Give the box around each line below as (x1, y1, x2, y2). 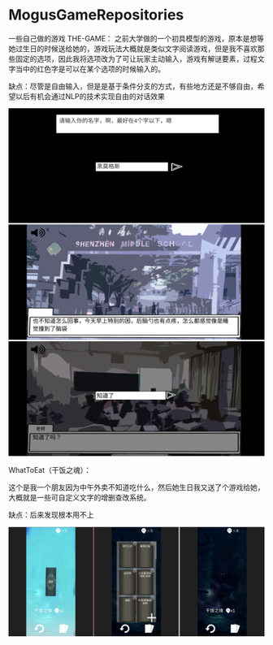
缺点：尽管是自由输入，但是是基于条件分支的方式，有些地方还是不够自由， (8, 81, 258, 91)
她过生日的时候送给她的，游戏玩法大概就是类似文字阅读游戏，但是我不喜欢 (8, 43, 258, 54)
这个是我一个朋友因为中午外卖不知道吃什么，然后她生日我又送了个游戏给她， (8, 483, 265, 492)
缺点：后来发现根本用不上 (8, 510, 94, 520)
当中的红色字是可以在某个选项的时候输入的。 (15, 63, 165, 74)
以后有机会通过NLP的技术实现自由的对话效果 (15, 91, 165, 101)
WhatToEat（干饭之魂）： (8, 465, 92, 475)
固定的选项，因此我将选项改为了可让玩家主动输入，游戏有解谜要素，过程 (15, 54, 258, 63)
